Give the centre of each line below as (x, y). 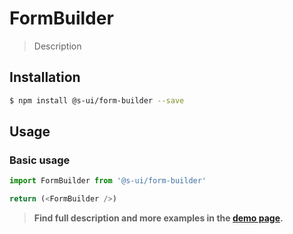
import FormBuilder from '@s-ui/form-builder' (108, 181)
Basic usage (40, 160)
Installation (45, 77)
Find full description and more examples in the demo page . (158, 218)
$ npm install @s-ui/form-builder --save (97, 100)
